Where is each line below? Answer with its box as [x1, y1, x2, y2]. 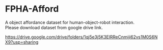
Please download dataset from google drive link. [5, 24, 103, 30]
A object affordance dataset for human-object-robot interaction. [5, 19, 135, 25]
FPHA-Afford [5, 3, 59, 15]
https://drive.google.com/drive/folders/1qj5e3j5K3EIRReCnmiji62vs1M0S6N [5, 34, 158, 40]
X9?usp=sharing [5, 39, 39, 45]
